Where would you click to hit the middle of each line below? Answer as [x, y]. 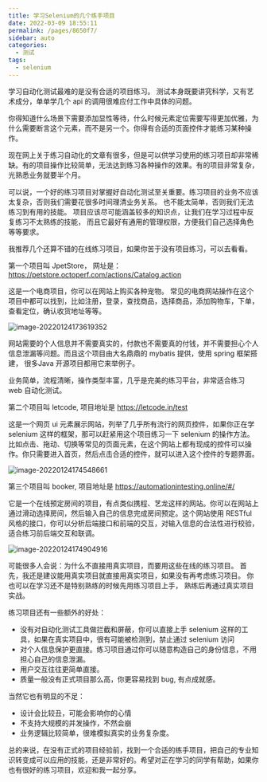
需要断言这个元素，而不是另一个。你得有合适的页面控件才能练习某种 [133, 128]
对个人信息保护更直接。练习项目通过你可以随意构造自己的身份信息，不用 [138, 649]
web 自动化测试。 [37, 390]
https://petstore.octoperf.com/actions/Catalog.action [95, 274]
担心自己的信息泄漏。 [54, 659]
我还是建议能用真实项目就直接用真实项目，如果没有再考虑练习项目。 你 [138, 576]
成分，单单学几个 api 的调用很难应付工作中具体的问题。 [105, 101]
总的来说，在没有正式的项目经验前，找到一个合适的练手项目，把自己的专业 [130, 749]
